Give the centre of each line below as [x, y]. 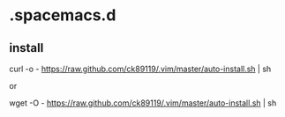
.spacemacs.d [63, 15]
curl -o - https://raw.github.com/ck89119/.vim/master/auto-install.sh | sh [140, 69]
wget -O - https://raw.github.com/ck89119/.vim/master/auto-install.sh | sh [143, 103]
